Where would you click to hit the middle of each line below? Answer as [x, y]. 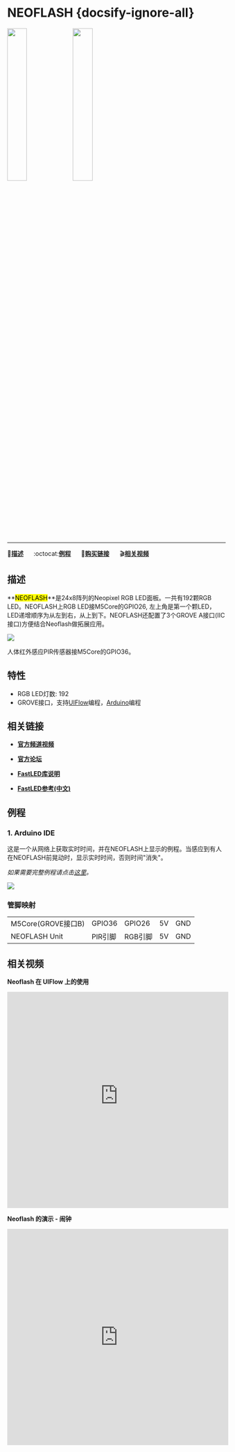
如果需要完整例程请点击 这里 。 [50, 873]
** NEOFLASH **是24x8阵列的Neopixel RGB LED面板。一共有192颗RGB [110, 597]
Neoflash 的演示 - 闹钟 [40, 1219]
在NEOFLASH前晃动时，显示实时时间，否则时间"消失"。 [87, 858]
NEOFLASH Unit [37, 937]
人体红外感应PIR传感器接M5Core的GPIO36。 [71, 652]
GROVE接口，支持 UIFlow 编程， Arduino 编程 [79, 702]
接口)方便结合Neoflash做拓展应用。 [58, 624]
